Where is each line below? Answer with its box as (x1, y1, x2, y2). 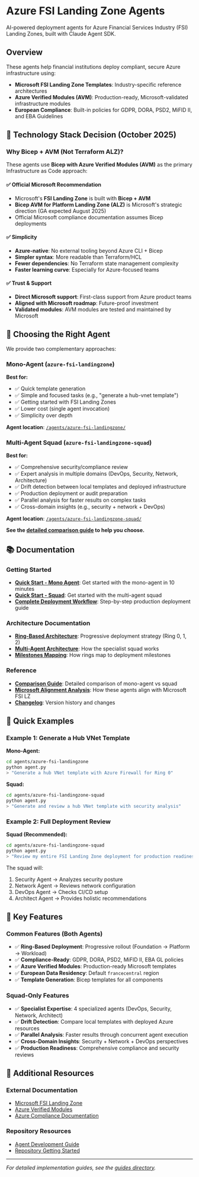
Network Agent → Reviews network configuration (14, 882, 136, 889)
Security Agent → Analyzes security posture (14, 876, 123, 883)
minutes (14, 586, 34, 593)
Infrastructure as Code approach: (6, 168, 88, 175)
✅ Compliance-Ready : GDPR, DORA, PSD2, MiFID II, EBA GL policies (14, 956, 184, 964)
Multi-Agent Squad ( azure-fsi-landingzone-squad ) (6, 439, 152, 447)
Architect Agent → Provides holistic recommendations (14, 895, 147, 902)
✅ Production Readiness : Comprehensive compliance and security (14, 1044, 179, 1052)
